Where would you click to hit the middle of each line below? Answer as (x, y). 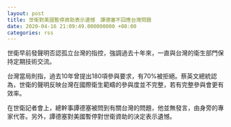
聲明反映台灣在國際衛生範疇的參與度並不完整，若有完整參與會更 (127, 85)
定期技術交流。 (34, 62)
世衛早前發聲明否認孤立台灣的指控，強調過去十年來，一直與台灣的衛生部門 (112, 53)
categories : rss (30, 33)
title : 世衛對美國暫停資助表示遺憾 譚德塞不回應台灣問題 (79, 20)
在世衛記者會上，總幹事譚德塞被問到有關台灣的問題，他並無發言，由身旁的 (112, 108)
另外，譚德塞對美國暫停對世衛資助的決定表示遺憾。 (103, 117)
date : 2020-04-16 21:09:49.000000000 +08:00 (72, 26)
